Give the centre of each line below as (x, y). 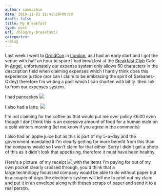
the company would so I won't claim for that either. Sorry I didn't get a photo (82, 147)
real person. (17, 188)
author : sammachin (24, 10)
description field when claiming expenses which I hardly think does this (77, 71)
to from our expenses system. (35, 87)
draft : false (18, 19)
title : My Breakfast (26, 23)
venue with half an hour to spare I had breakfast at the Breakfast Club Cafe (80, 61)
